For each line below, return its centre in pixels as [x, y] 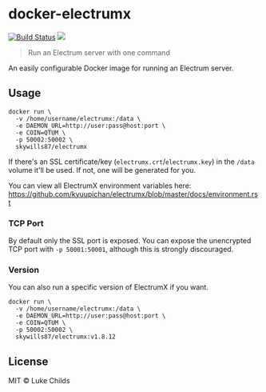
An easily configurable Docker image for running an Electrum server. [121, 68]
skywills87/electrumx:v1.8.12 [66, 337]
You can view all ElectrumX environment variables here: [100, 186]
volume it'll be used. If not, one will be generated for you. [102, 170]
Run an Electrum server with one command [99, 52]
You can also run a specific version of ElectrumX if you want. [109, 287]
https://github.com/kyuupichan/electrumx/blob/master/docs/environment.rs [133, 194]
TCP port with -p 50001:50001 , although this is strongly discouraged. [121, 250]
